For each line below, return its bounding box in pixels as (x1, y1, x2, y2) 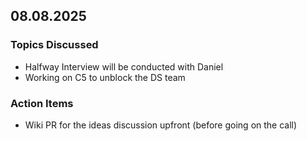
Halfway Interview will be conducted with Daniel (24, 60, 224, 73)
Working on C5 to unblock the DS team (24, 71, 186, 83)
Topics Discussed (10, 38, 99, 52)
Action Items (10, 96, 74, 110)
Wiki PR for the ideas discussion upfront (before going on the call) (24, 119, 298, 131)
